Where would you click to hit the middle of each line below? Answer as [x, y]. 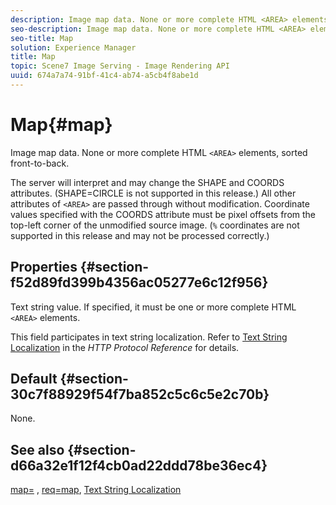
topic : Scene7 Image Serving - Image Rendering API [120, 66]
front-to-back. [40, 163]
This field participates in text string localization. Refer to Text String [149, 337]
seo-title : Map [42, 38]
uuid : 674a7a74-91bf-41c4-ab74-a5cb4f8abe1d [104, 76]
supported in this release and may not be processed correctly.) [140, 235]
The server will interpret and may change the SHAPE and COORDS [147, 182]
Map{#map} [61, 125]
